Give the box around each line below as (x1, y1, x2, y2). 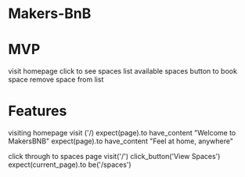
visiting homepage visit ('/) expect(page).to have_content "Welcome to (8, 128, 236, 138)
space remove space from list (8, 75, 104, 85)
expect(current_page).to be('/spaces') (8, 160, 132, 169)
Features (8, 103, 67, 120)
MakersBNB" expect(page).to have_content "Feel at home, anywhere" (8, 136, 233, 146)
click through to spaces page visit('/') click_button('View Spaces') (8, 152, 221, 161)
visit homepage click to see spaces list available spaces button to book (8, 67, 237, 76)
